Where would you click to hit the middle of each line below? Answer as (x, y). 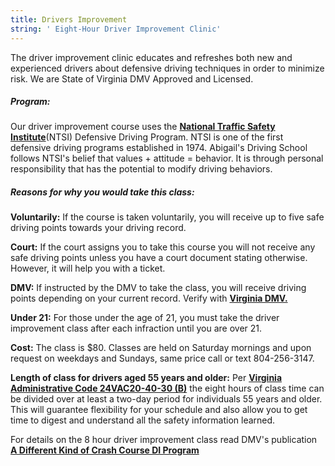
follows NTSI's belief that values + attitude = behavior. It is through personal (167, 158)
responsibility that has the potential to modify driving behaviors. (141, 169)
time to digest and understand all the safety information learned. (143, 420)
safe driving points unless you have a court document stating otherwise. (159, 258)
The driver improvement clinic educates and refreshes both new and (151, 57)
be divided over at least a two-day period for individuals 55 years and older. (166, 399)
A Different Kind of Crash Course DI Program (105, 450)
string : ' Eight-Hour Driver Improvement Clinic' (116, 29)
